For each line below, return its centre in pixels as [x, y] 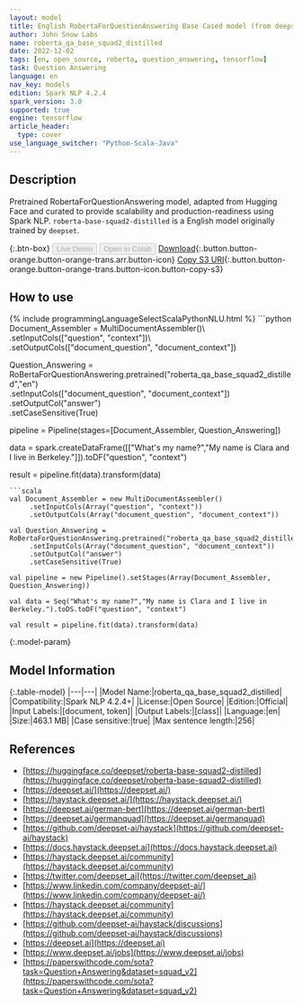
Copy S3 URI [200, 259]
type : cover [40, 135]
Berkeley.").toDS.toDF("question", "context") [98, 610]
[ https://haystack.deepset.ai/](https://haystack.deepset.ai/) [132, 799]
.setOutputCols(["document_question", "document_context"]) [123, 348]
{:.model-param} [40, 642]
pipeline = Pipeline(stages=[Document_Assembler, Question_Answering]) [145, 430]
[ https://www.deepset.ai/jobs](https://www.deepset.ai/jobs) [133, 952]
